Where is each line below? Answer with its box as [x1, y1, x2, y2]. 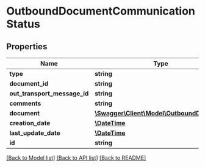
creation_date [9, 119, 51, 127]
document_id [9, 80, 49, 87]
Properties [6, 41, 48, 52]
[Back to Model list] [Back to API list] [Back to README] [6, 154, 146, 162]
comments [9, 99, 41, 107]
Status [6, 17, 41, 31]
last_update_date [9, 129, 60, 137]
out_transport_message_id [9, 89, 89, 98]
